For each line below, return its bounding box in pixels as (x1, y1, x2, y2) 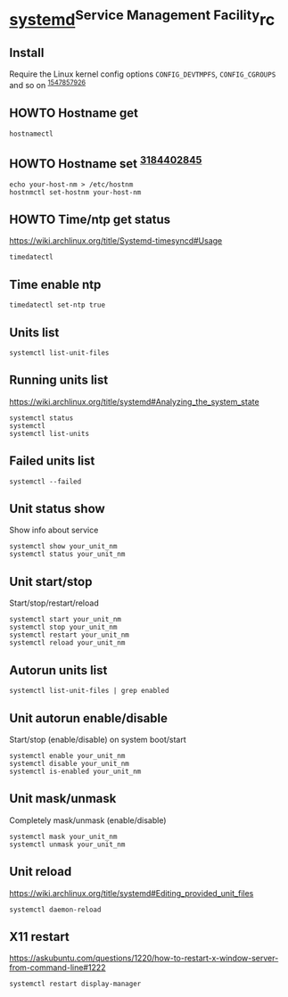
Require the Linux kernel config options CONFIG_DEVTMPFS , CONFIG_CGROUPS (9, 69, 276, 79)
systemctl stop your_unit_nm (9, 622, 118, 632)
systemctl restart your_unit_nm (9, 630, 129, 639)
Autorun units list (9, 663, 108, 678)
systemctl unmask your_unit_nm (9, 840, 126, 849)
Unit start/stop (9, 573, 93, 589)
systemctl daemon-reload (9, 905, 102, 914)
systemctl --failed (9, 477, 82, 486)
